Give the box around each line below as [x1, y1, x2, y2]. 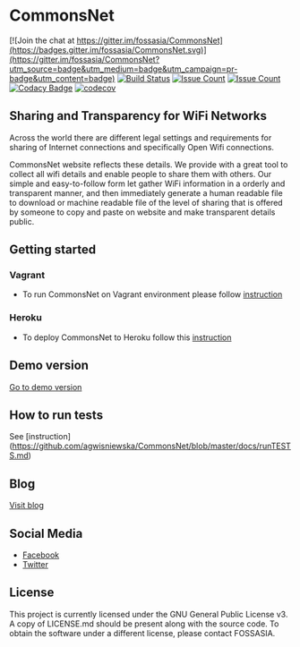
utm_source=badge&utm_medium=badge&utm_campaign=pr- [9, 64, 238, 74]
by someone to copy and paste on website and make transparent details [9, 207, 276, 217]
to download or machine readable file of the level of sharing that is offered [9, 197, 284, 208]
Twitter [21, 558, 49, 569]
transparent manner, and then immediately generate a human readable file [9, 187, 284, 198]
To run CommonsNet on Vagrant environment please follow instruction [21, 289, 283, 300]
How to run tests [9, 407, 104, 422]
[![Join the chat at [9, 35, 75, 46]
